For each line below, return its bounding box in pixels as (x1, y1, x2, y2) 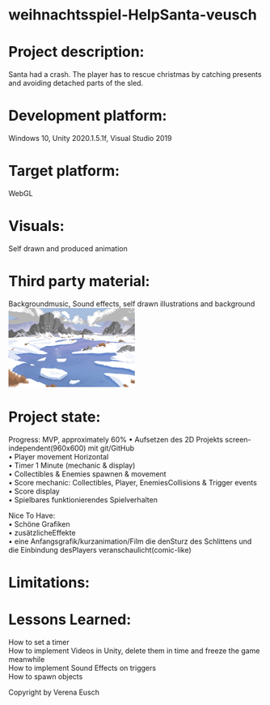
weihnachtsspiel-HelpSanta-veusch (8, 6, 257, 24)
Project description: (8, 43, 145, 62)
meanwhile (8, 655, 45, 664)
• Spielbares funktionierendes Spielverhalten (8, 495, 158, 505)
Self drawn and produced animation (8, 243, 128, 253)
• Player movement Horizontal (8, 452, 109, 462)
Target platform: (8, 162, 120, 180)
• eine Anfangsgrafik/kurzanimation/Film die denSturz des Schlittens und (8, 536, 252, 546)
